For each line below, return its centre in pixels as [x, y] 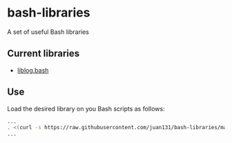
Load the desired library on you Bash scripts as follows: [86, 108]
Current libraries [43, 54]
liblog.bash [33, 70]
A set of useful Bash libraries [48, 32]
